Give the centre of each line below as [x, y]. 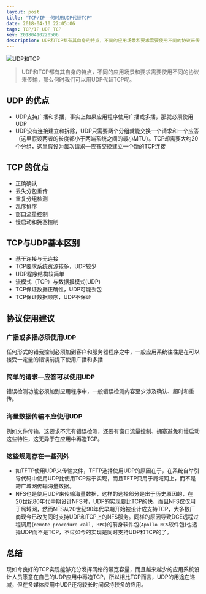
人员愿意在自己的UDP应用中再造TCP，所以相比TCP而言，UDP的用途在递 [103, 577]
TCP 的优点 [28, 167]
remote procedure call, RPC [69, 525]
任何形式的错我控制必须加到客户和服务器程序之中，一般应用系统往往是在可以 [103, 352]
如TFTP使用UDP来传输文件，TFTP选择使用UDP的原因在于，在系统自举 [105, 471]
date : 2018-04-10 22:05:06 [41, 23]
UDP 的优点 [28, 101]
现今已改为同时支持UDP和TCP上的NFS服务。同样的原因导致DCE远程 [107, 517]
